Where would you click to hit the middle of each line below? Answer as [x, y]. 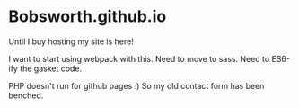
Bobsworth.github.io [88, 17]
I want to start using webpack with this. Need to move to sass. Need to [139, 58]
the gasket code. [51, 68]
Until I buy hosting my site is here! [71, 41]
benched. [26, 95]
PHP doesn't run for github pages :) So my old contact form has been [136, 85]
